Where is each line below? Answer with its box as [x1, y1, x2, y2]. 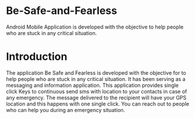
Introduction [6, 50, 68, 64]
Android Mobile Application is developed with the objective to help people [6, 23, 184, 30]
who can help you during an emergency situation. [6, 106, 126, 113]
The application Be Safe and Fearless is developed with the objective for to [6, 69, 186, 76]
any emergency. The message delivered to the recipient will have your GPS [6, 94, 187, 101]
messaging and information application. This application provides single [6, 82, 179, 89]
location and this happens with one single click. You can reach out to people [6, 100, 190, 107]
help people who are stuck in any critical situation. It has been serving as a [6, 75, 186, 82]
